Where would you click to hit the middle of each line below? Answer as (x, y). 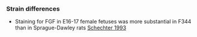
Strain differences (33, 9)
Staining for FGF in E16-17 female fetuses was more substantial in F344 (103, 22)
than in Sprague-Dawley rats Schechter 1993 (71, 28)
